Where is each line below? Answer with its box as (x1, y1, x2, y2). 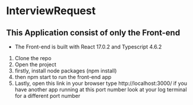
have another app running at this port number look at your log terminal (14, 86, 187, 93)
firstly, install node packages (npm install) (14, 67, 117, 74)
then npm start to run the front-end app (14, 74, 112, 80)
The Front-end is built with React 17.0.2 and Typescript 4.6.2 (14, 43, 162, 50)
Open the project (14, 61, 56, 68)
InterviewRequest (6, 4, 96, 18)
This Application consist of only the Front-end (6, 28, 181, 38)
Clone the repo (14, 55, 52, 61)
